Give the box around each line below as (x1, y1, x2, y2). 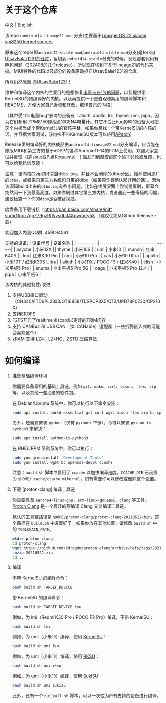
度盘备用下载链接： (5, 206, 45, 212)
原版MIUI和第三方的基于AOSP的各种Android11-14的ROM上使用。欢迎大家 (5, 147, 154, 153)
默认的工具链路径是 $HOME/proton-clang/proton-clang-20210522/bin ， (12, 514, 155, 520)
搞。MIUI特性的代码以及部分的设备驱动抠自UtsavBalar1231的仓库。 (5, 68, 141, 74)
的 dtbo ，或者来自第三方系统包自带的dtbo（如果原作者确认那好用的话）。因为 (5, 177, 160, 183)
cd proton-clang (12, 541, 46, 546)
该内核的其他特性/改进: (5, 281, 52, 287)
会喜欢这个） (12, 329, 39, 335)
